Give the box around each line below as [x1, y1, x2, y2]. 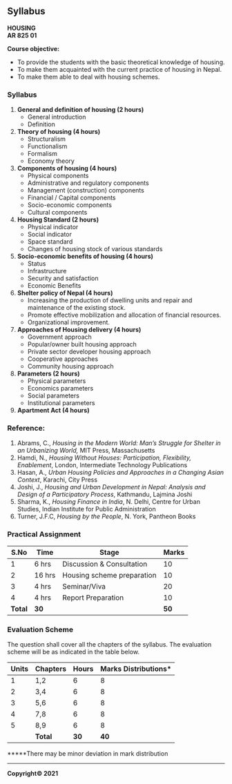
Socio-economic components [27, 201, 113, 209]
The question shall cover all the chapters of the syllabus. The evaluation [7, 640, 212, 648]
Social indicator [27, 231, 72, 239]
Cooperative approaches [27, 355, 99, 363]
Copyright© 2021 [7, 770, 59, 777]
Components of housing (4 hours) [17, 164, 117, 173]
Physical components [27, 172, 89, 180]
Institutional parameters [27, 399, 95, 407]
